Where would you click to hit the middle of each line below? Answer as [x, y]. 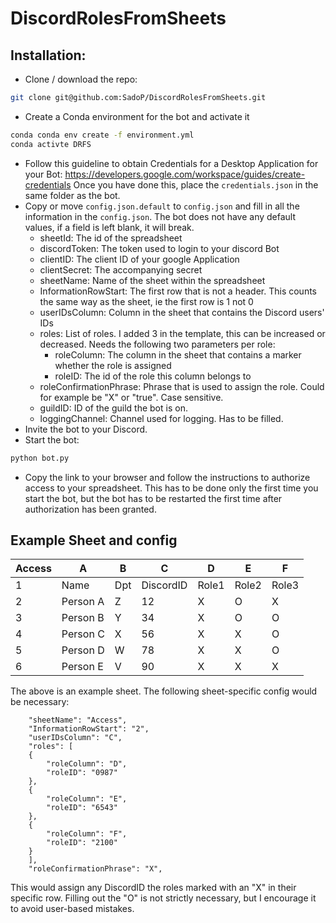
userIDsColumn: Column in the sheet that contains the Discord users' [182, 312]
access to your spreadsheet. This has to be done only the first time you [171, 488]
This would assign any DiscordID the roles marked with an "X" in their [153, 888]
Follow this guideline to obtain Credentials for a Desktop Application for [171, 163]
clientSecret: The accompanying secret [121, 269]
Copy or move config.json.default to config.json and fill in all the [162, 206]
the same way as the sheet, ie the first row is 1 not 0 [146, 301]
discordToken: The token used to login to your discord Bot [159, 248]
